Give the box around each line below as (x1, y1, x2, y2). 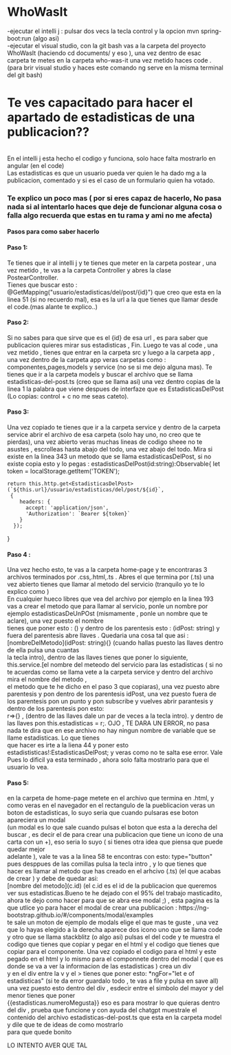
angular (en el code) (7, 161, 65, 169)
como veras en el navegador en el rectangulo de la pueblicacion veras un (7, 801, 215, 809)
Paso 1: (7, 243, 28, 251)
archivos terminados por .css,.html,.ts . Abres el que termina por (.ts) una (7, 573, 214, 582)
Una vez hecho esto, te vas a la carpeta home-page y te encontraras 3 (7, 566, 208, 574)
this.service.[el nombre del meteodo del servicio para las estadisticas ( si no (7, 661, 223, 669)
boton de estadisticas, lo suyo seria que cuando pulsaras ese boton (7, 809, 199, 817)
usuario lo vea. (7, 763, 49, 771)
